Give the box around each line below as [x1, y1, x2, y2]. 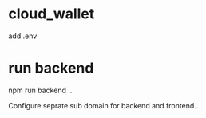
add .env [8, 31, 38, 41]
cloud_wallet [8, 5, 95, 23]
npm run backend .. [8, 85, 73, 95]
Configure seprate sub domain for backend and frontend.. [8, 100, 199, 110]
